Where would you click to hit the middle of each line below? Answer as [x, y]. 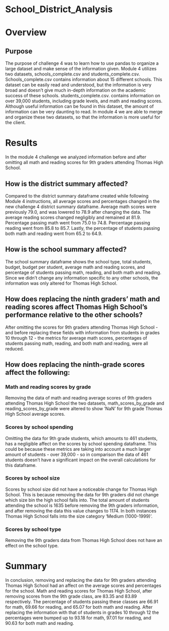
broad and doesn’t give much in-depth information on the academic [76, 90]
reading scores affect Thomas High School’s [76, 307]
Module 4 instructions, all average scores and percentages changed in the [82, 201]
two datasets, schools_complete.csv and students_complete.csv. [73, 74]
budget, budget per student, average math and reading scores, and [75, 267]
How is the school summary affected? [66, 249]
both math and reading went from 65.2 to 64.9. [54, 233]
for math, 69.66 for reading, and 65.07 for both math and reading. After [79, 607]
